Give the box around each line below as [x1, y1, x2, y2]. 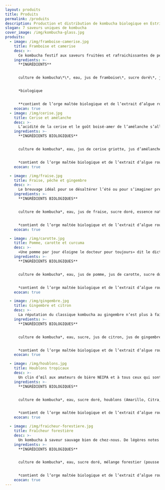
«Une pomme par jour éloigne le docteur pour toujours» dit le [18, 250, 151, 255]
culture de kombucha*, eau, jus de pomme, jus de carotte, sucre [18, 272, 155, 277]
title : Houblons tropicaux [14, 366, 69, 371]
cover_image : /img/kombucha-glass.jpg [5, 30, 84, 35]
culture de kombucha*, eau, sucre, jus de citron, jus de [18, 335, 139, 340]
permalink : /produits [5, 16, 50, 21]
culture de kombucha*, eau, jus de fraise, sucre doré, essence [18, 209, 153, 214]
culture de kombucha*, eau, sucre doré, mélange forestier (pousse [18, 460, 160, 465]
